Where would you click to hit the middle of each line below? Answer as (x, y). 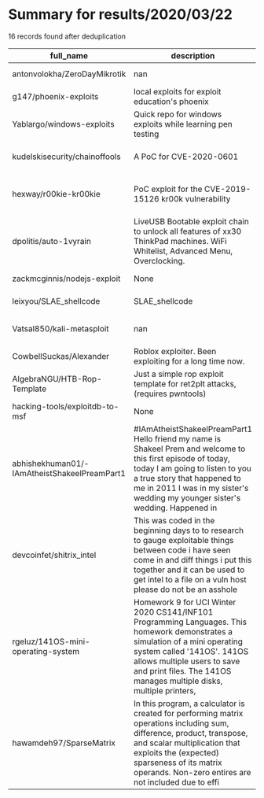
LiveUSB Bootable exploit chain (191, 221)
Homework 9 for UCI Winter (185, 602)
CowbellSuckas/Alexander (61, 356)
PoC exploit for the (168, 189)
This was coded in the (174, 520)
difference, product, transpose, (191, 733)
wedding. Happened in (175, 508)
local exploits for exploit (177, 91)
